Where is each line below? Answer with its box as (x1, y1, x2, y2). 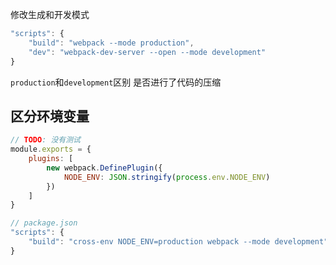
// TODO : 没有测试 (10, 135, 82, 145)
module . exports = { (10, 144, 92, 155)
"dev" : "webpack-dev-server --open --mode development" (28, 47, 267, 57)
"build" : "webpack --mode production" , (28, 38, 195, 48)
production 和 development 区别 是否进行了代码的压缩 (10, 76, 222, 88)
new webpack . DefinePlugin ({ (46, 163, 163, 173)
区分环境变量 (10, 108, 90, 125)
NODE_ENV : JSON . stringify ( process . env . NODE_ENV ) (63, 172, 271, 182)
